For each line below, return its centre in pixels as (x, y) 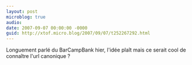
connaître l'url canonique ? (38, 56)
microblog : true (26, 17)
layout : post (22, 11)
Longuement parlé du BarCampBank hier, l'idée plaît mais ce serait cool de (96, 50)
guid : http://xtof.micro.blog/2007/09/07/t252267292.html (78, 33)
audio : (14, 22)
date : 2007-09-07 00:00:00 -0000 (47, 28)
